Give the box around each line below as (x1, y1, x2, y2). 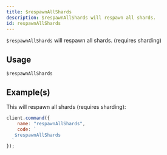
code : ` (17, 126, 36, 133)
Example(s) (6, 87, 50, 97)
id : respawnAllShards (6, 20, 61, 26)
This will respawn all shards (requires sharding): (6, 103, 126, 110)
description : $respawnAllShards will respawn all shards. (6, 15, 156, 21)
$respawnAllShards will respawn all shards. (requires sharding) (6, 37, 162, 44)
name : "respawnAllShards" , (17, 120, 86, 126)
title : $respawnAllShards (6, 9, 72, 15)
